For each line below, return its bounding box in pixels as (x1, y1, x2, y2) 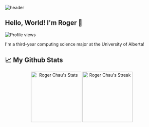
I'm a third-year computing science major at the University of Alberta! (5, 41, 145, 47)
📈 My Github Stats (5, 56, 63, 64)
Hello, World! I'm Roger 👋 (5, 19, 83, 27)
